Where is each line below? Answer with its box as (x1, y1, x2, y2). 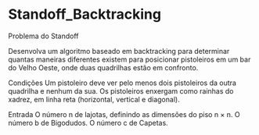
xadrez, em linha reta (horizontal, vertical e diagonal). (8, 94, 180, 104)
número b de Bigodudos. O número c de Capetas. (8, 118, 168, 127)
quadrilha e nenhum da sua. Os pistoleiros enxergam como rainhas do (8, 86, 234, 95)
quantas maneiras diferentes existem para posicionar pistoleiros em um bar (8, 55, 251, 64)
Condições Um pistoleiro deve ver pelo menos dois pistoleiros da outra (8, 78, 237, 87)
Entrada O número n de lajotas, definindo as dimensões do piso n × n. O (8, 109, 240, 119)
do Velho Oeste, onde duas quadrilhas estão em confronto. (8, 62, 199, 72)
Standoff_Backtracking (8, 5, 162, 23)
